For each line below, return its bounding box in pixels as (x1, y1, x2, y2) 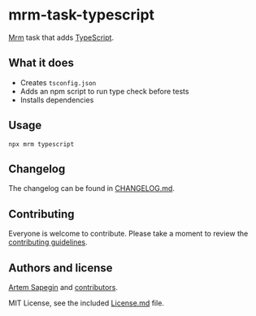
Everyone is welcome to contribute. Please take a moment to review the (8, 229, 249, 239)
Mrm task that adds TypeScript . (8, 32, 115, 42)
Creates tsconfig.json (20, 77, 97, 87)
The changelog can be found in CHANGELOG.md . (8, 184, 175, 193)
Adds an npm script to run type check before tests (20, 86, 189, 96)
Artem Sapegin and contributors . (8, 283, 118, 292)
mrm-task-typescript (8, 6, 155, 24)
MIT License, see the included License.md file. (8, 298, 165, 308)
